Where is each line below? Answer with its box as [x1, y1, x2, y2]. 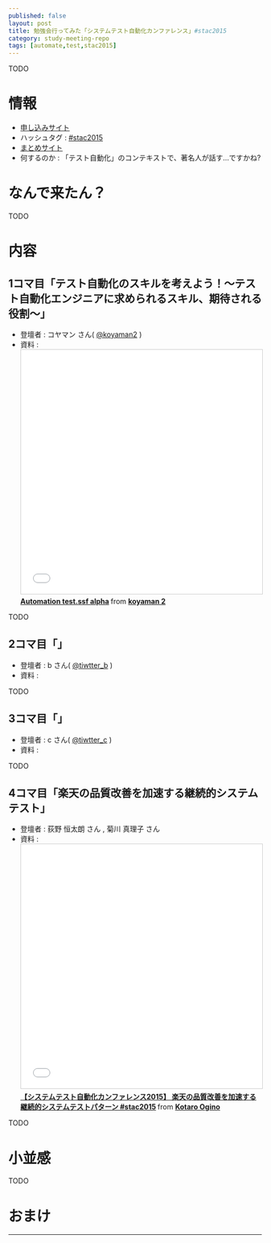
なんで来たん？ [8, 184, 107, 202]
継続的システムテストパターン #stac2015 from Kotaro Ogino [19, 1102, 221, 1112]
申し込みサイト [19, 122, 70, 133]
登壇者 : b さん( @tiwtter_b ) [19, 660, 113, 669]
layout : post [8, 19, 52, 27]
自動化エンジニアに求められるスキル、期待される [18, 292, 262, 305]
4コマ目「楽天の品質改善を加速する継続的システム [8, 786, 259, 800]
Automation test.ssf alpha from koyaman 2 [19, 597, 166, 606]
